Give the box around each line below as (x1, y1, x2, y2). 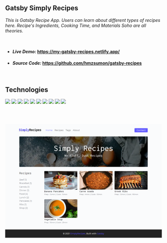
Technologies (5, 85, 49, 94)
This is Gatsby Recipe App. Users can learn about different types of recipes (5, 17, 161, 23)
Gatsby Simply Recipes (5, 4, 79, 12)
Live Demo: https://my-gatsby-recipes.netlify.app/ (12, 49, 120, 55)
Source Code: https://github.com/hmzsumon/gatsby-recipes (12, 60, 142, 66)
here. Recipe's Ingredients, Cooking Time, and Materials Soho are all (5, 22, 147, 28)
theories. (5, 27, 23, 34)
